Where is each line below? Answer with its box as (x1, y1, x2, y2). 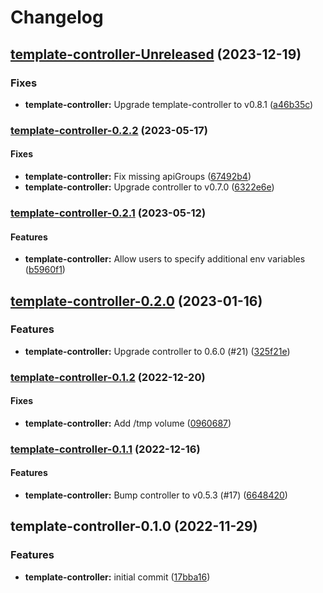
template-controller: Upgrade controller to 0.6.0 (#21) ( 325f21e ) (24, 345, 291, 357)
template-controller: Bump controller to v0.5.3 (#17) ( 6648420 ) (24, 489, 288, 501)
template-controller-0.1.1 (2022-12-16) (10, 442, 201, 456)
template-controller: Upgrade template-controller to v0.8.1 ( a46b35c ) (24, 98, 314, 110)
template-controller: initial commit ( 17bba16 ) (24, 571, 211, 583)
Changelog (10, 6, 104, 29)
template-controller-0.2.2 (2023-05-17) (10, 123, 209, 137)
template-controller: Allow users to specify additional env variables (24, 253, 306, 265)
